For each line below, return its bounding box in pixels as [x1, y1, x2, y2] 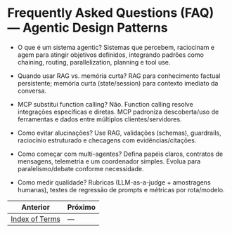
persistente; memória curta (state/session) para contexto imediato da [17, 79, 219, 87]
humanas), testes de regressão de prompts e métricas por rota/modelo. [17, 185, 225, 194]
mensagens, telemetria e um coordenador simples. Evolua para [17, 157, 201, 166]
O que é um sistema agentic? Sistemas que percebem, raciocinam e [17, 43, 215, 51]
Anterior [21, 202, 51, 212]
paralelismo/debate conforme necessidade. [17, 164, 144, 173]
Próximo [67, 202, 96, 212]
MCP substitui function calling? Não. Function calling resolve [17, 100, 193, 108]
